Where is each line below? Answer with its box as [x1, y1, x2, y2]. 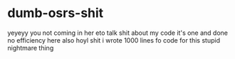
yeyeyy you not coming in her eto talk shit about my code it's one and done [7, 28, 229, 37]
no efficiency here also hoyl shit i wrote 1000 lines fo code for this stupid [7, 36, 221, 44]
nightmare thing [7, 43, 54, 52]
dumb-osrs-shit [7, 5, 104, 21]
